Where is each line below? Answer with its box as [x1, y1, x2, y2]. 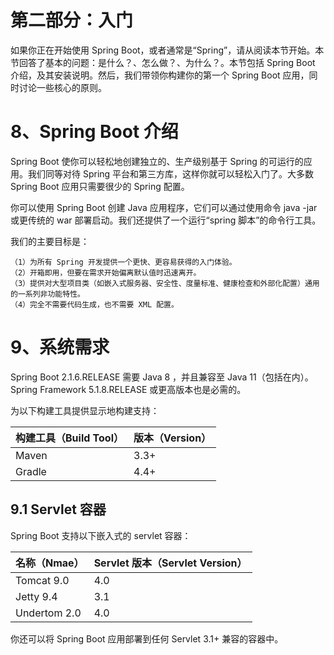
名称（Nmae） [15, 556, 85, 570]
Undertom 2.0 [15, 606, 82, 620]
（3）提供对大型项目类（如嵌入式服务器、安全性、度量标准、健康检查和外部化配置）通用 [10, 278, 320, 288]
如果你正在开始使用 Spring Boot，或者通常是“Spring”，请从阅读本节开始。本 [10, 44, 325, 56]
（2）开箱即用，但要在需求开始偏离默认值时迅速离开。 [10, 267, 202, 278]
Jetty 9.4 [15, 589, 58, 603]
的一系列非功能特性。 [10, 289, 85, 299]
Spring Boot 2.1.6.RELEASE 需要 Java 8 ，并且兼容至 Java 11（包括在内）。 [10, 371, 314, 383]
